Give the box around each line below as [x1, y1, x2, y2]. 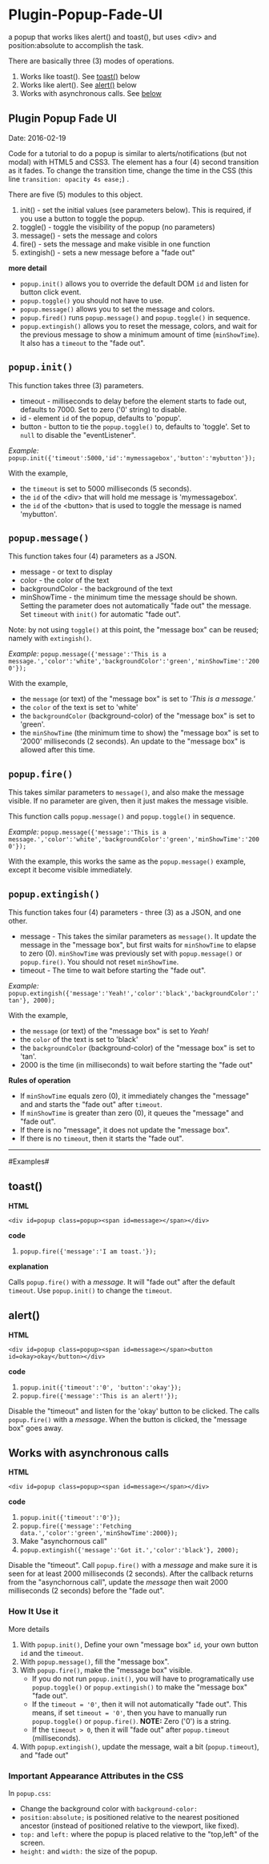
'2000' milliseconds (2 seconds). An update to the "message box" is [19, 736, 246, 746]
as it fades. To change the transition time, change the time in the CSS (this [8, 166, 253, 175]
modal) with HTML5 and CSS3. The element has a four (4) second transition [8, 157, 259, 166]
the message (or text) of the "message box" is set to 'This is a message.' [19, 694, 256, 704]
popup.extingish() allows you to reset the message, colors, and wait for [19, 321, 258, 331]
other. [8, 916, 28, 925]
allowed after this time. [19, 745, 95, 755]
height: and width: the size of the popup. [19, 1846, 158, 1856]
